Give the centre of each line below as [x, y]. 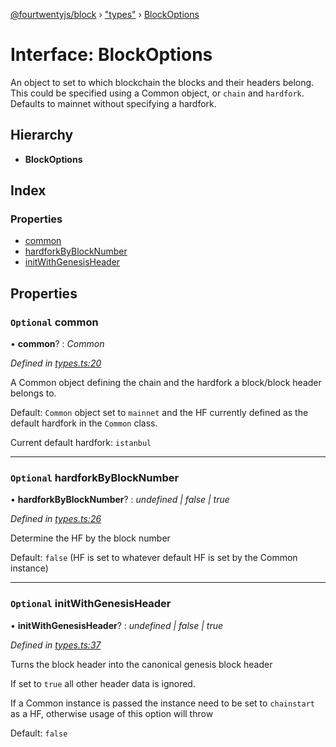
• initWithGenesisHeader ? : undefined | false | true [117, 625]
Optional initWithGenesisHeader [91, 604]
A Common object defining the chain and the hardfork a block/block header [166, 383]
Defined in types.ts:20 [56, 363]
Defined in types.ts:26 [56, 519]
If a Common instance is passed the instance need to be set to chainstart [162, 703]
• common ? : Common [57, 344]
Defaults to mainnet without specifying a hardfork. [113, 103]
